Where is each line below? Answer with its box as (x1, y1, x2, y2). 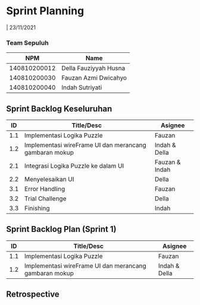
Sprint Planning (6, 4, 85, 18)
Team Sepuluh (6, 39, 49, 47)
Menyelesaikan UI (24, 175, 74, 184)
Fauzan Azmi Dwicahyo (61, 74, 127, 82)
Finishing (24, 204, 50, 212)
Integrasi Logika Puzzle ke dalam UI (24, 162, 124, 170)
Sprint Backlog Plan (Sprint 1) (6, 224, 117, 234)
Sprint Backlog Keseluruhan (6, 103, 112, 114)
